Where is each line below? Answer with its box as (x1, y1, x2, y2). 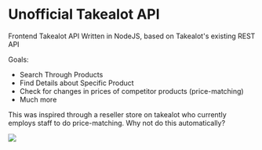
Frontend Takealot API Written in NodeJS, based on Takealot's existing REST (8, 31, 256, 41)
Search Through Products (19, 70, 104, 79)
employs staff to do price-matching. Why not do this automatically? (8, 118, 226, 127)
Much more (19, 95, 57, 104)
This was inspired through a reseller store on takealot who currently (8, 109, 227, 119)
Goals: (8, 55, 29, 64)
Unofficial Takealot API (8, 5, 160, 23)
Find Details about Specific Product (19, 78, 135, 87)
